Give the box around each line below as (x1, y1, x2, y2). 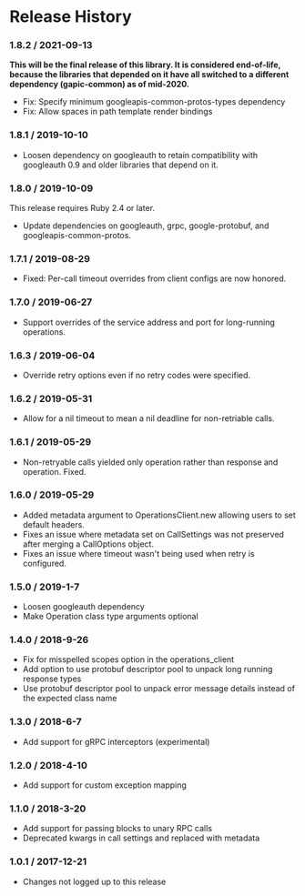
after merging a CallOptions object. (22, 539, 155, 549)
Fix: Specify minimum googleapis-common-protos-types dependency (22, 96, 286, 107)
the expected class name (22, 693, 117, 704)
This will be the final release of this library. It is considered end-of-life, (9, 59, 281, 70)
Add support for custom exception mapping (22, 780, 187, 790)
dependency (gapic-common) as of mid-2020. (9, 79, 189, 90)
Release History (9, 6, 132, 27)
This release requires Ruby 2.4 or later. (9, 203, 156, 214)
